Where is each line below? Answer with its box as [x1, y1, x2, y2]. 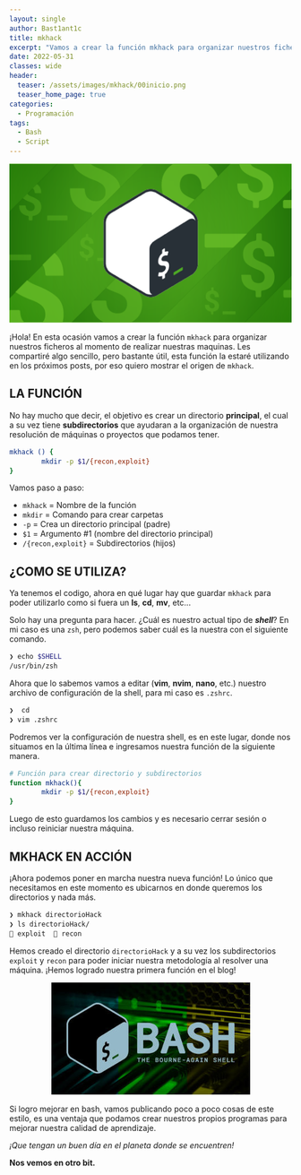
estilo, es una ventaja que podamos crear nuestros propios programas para [9, 1112, 288, 1124]
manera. [9, 750, 40, 761]
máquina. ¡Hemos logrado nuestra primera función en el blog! [9, 964, 236, 975]
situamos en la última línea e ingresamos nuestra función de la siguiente [9, 740, 276, 752]
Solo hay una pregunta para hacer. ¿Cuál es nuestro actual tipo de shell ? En [9, 615, 289, 626]
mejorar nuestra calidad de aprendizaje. [9, 1122, 157, 1133]
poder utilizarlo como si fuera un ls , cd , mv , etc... [9, 597, 191, 609]
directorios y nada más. [9, 892, 97, 903]
